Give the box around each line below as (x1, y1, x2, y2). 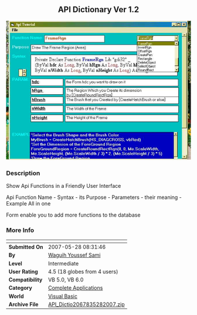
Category (8, 284, 32, 291)
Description (6, 169, 40, 177)
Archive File (8, 300, 39, 308)
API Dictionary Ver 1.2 (57, 5, 140, 15)
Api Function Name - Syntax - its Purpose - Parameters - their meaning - (6, 194, 182, 201)
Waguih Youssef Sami (47, 251, 101, 258)
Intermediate (47, 260, 79, 267)
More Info (6, 226, 35, 234)
